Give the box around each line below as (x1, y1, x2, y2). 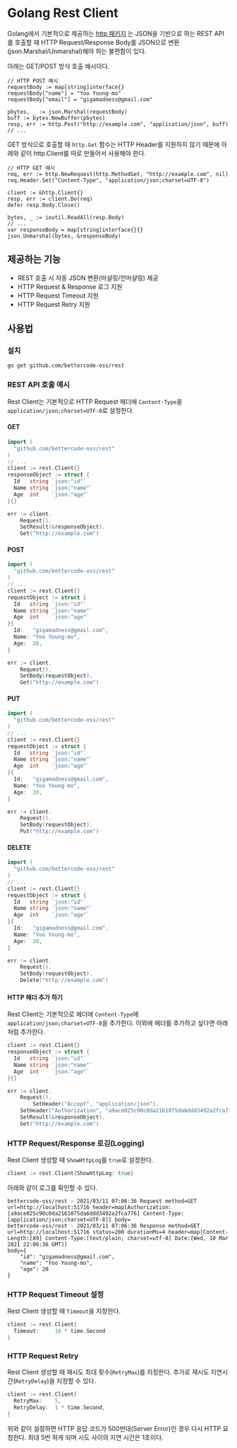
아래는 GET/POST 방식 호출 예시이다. (7, 62, 110, 70)
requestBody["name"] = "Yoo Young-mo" (7, 90, 121, 97)
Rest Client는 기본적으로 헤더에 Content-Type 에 (7, 1010, 139, 1019)
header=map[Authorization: (92, 1203, 172, 1210)
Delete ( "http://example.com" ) (20, 977, 109, 984)
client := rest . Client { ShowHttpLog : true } (7, 1170, 134, 1177)
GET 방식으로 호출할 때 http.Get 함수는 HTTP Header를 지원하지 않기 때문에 (7, 140, 220, 148)
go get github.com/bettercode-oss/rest (7, 362, 125, 369)
